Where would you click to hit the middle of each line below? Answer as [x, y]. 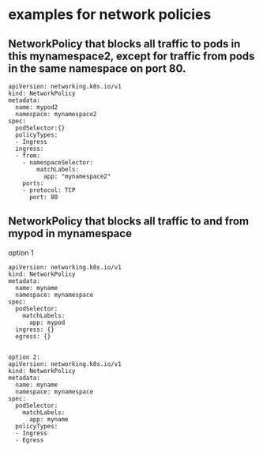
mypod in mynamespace [70, 234]
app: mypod [47, 322]
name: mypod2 [37, 107]
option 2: [24, 357]
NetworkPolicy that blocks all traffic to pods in [124, 44]
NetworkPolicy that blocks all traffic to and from [129, 222]
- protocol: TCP [49, 190]
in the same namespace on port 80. [97, 68]
